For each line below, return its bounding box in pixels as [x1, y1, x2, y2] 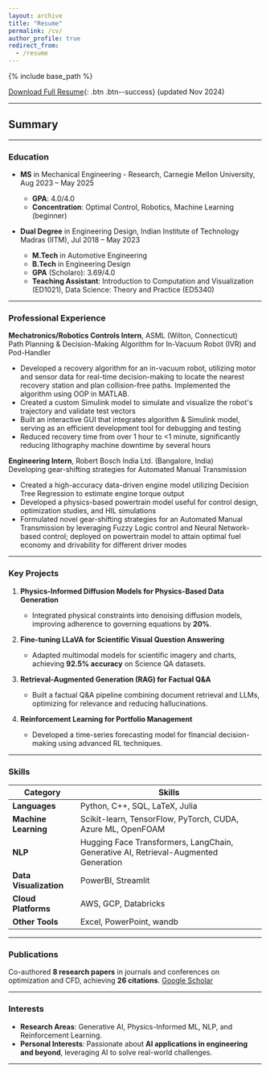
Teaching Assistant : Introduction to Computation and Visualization [31, 276, 255, 286]
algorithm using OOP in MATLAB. [19, 389, 130, 399]
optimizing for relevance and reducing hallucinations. [31, 698, 208, 708]
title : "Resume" [8, 19, 63, 27]
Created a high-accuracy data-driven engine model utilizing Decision [19, 480, 249, 490]
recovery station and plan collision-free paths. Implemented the [19, 380, 231, 391]
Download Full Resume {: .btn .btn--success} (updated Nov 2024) [8, 87, 225, 97]
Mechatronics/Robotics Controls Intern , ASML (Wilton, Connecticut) [8, 331, 239, 341]
